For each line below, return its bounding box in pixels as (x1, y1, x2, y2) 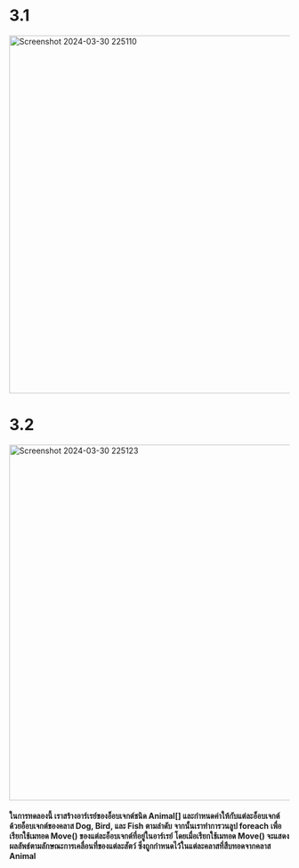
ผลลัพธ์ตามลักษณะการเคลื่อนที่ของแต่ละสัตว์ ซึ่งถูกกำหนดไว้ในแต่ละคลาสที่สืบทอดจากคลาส (9, 840, 271, 852)
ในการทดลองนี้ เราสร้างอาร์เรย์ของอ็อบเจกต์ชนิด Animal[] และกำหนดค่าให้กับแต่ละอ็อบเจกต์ (9, 811, 280, 822)
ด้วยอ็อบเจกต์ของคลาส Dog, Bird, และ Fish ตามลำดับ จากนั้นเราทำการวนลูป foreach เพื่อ (9, 821, 282, 831)
